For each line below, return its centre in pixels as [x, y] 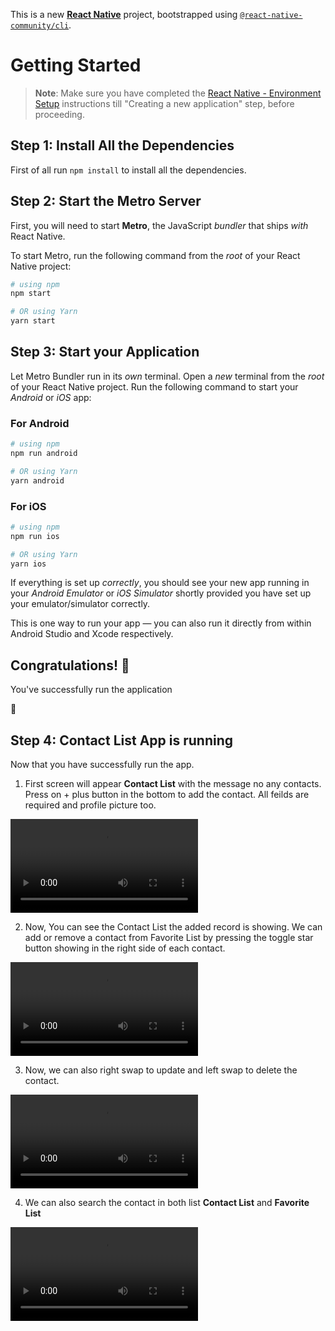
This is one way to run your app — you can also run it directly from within [161, 623]
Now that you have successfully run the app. [102, 765]
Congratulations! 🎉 [70, 665]
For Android [40, 423]
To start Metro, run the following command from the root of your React [155, 255]
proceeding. [59, 114]
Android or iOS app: [51, 397]
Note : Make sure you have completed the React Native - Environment [178, 93]
